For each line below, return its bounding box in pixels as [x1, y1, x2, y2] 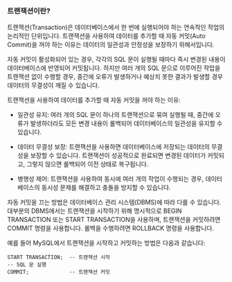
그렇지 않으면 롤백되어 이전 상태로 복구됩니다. [26, 160, 149, 168]
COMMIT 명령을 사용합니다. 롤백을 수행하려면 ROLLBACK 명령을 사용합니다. [7, 224, 215, 233]
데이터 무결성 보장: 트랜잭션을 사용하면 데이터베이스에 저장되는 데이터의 [17, 143, 210, 151]
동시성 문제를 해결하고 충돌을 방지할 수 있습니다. [41, 184, 171, 192]
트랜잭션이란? [7, 6, 51, 15]
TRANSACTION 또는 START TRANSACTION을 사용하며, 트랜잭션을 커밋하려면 [7, 215, 221, 224]
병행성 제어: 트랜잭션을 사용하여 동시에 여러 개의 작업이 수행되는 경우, [17, 175, 204, 183]
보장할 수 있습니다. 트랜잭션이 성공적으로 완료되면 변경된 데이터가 [30, 151, 206, 160]
